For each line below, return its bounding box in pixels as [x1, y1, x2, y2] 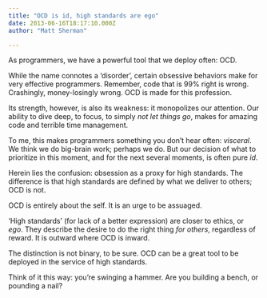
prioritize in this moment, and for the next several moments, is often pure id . [8, 153, 258, 162]
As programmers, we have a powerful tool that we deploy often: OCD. [8, 55, 237, 65]
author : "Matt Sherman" [8, 26, 88, 34]
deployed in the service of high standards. [8, 257, 148, 267]
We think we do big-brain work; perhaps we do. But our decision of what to [8, 145, 257, 154]
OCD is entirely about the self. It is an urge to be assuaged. [8, 201, 202, 210]
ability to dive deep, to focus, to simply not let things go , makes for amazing [8, 112, 258, 121]
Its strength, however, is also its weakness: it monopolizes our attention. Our [8, 103, 260, 113]
